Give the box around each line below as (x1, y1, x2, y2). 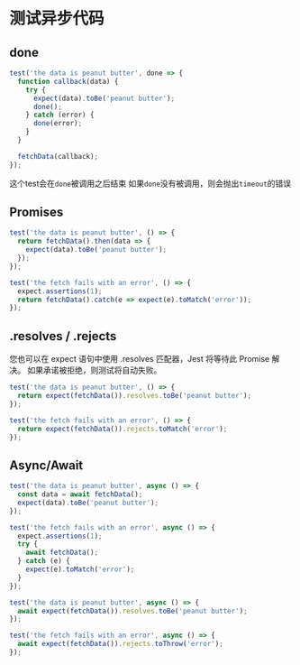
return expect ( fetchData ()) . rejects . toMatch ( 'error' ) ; (17, 424, 228, 433)
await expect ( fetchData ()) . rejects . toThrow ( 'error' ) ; (17, 640, 223, 649)
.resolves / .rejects (9, 328, 117, 344)
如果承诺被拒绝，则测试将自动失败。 (26, 365, 162, 375)
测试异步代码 (9, 8, 105, 29)
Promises (9, 205, 64, 220)
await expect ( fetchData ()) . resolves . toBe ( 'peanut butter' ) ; (17, 606, 248, 615)
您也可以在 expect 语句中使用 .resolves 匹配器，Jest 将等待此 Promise (9, 354, 270, 365)
